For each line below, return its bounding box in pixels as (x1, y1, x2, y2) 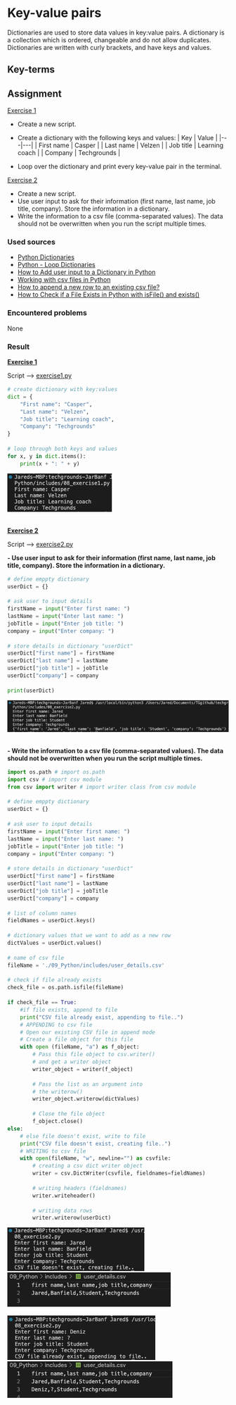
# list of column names (7, 910, 77, 917)
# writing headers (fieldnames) (32, 1184, 128, 1192)
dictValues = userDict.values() (7, 939, 102, 947)
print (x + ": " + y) (20, 460, 80, 467)
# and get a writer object (32, 1058, 112, 1065)
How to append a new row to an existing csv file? (17, 283, 160, 292)
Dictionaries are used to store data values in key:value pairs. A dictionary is (7, 28, 225, 37)
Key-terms (7, 63, 55, 75)
